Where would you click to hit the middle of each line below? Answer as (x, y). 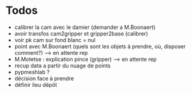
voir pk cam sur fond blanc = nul (55, 40)
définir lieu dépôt (36, 84)
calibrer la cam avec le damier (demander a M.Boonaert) (85, 27)
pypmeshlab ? (32, 72)
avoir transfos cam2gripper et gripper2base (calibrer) (81, 33)
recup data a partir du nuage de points (62, 65)
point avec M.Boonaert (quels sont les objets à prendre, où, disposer (100, 46)
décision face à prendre (44, 78)
